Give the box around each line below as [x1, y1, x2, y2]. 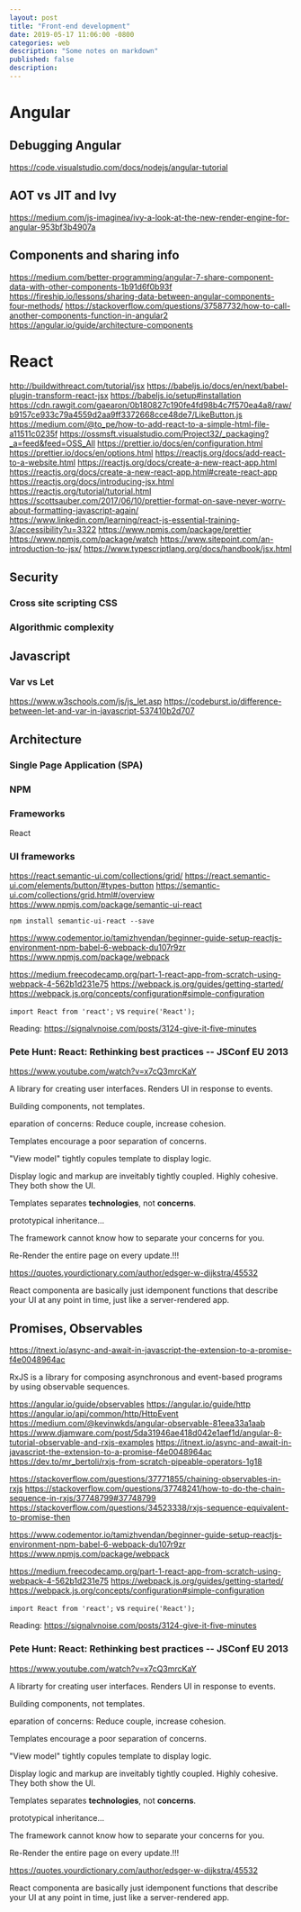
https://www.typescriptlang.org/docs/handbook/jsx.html [84, 543, 292, 554]
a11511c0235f [9, 429, 58, 440]
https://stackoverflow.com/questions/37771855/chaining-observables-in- [9, 1474, 281, 1485]
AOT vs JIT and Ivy [9, 188, 117, 204]
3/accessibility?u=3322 [9, 524, 97, 535]
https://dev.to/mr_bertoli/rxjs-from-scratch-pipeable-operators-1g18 [9, 1456, 262, 1467]
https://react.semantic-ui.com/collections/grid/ [9, 870, 183, 881]
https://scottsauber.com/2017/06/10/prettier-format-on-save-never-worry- [9, 496, 286, 506]
